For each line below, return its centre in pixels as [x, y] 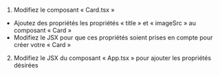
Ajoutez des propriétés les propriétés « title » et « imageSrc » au [104, 23]
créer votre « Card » [42, 45]
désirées [26, 65]
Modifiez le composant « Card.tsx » [64, 10]
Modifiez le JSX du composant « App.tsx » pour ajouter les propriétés [112, 58]
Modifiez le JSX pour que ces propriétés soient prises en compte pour [113, 37]
